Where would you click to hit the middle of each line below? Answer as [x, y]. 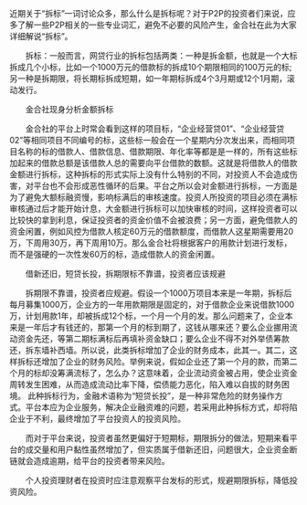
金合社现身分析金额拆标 [69, 109]
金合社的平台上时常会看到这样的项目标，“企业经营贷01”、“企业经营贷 [155, 129]
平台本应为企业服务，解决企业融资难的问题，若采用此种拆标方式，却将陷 [161, 407]
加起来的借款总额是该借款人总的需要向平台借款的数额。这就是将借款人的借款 [153, 163]
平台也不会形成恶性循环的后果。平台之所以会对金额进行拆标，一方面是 [165, 186]
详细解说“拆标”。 [41, 36]
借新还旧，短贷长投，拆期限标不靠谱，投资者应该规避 [125, 274]
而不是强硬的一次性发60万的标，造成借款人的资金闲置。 [115, 254]
